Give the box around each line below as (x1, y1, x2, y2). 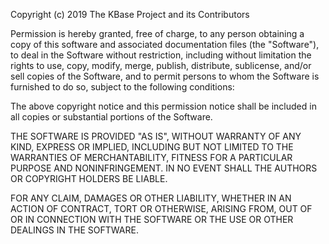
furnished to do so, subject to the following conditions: (10, 81, 235, 93)
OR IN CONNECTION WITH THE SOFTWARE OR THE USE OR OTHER (10, 214, 294, 225)
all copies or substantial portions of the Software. (10, 111, 213, 123)
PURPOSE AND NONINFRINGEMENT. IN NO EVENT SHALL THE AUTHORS (10, 162, 318, 174)
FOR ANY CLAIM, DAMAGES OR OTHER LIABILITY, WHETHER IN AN (10, 192, 292, 204)
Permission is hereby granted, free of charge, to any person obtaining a (10, 28, 305, 39)
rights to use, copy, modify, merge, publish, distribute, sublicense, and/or (10, 60, 312, 71)
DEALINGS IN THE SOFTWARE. (10, 224, 139, 236)
